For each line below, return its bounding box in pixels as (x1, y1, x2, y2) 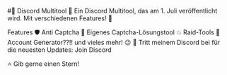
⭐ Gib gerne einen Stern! (7, 60, 80, 68)
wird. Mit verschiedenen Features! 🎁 (7, 14, 113, 22)
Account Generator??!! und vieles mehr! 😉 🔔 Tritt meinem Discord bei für (7, 39, 221, 46)
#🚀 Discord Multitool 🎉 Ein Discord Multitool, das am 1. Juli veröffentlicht (7, 7, 218, 15)
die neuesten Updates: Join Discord (7, 46, 112, 54)
